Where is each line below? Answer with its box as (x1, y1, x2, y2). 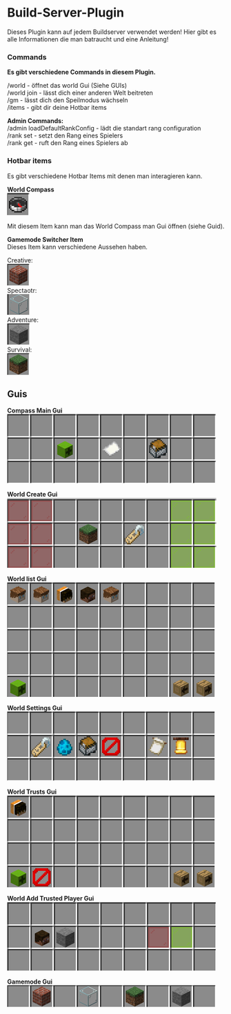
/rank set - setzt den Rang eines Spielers (7, 131, 123, 140)
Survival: (7, 345, 32, 354)
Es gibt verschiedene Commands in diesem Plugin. (7, 68, 157, 77)
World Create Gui (7, 490, 58, 499)
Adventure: (7, 316, 39, 324)
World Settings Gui (7, 704, 63, 712)
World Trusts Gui (7, 787, 57, 796)
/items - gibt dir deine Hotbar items (7, 104, 107, 112)
